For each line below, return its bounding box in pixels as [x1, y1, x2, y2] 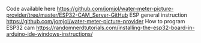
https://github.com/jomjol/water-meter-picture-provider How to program [6, 18, 185, 24]
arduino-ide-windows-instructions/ [6, 30, 93, 38]
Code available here [6, 5, 56, 12]
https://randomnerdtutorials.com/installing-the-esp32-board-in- [35, 24, 195, 31]
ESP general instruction [129, 11, 188, 19]
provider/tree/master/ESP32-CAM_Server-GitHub [6, 11, 128, 19]
